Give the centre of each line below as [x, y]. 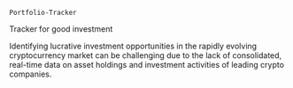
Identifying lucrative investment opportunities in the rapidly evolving [133, 46]
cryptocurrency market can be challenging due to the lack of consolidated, [146, 55]
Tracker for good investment [61, 29]
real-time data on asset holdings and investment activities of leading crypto [147, 65]
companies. [31, 74]
